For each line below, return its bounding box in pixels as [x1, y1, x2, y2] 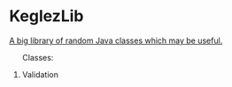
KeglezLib [9, 6, 84, 26]
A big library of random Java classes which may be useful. [9, 35, 223, 46]
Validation [21, 69, 59, 80]
